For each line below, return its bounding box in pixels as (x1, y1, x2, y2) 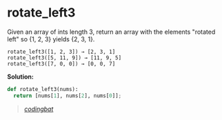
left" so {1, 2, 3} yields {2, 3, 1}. (7, 34, 95, 43)
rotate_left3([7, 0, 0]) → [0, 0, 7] (7, 60, 116, 67)
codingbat (23, 105, 54, 113)
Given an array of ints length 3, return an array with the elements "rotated (7, 28, 216, 36)
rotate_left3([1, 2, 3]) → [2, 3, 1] (7, 48, 116, 55)
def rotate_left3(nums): (7, 86, 79, 92)
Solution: (7, 72, 34, 81)
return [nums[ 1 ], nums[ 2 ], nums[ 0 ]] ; (13, 92, 122, 99)
